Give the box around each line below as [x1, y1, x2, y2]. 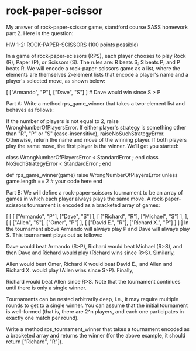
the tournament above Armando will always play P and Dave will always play [6, 225, 190, 232]
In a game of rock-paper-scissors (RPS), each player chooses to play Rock [6, 52, 186, 59]
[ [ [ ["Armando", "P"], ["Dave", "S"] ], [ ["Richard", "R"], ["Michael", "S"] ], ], [6, 213, 189, 220]
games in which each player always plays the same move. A [6, 195, 151, 202]
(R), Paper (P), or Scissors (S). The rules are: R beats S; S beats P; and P [6, 59, 180, 66]
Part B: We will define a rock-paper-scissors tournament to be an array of [6, 189, 183, 196]
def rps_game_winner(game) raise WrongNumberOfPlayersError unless [6, 171, 178, 178]
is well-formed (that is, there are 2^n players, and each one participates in [6, 308, 184, 315]
